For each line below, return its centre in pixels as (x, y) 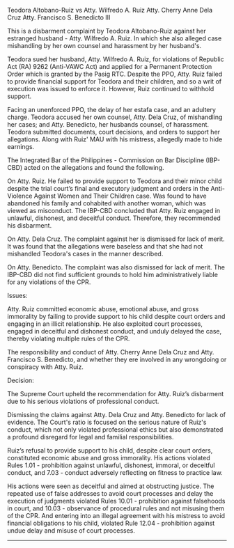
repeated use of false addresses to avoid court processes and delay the (110, 493)
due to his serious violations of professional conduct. (83, 401)
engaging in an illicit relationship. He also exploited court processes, (105, 324)
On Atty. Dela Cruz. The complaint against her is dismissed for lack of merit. (116, 239)
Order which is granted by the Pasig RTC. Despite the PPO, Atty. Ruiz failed (115, 74)
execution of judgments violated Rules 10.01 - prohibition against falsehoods (116, 501)
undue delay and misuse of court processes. (71, 531)
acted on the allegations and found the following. (94, 167)
